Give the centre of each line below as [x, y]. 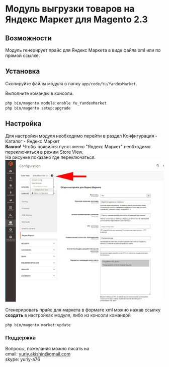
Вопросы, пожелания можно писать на [47, 349]
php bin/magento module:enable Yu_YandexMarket [56, 103]
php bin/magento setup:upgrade [38, 108]
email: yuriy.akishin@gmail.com [38, 354]
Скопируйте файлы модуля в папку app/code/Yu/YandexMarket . [71, 83]
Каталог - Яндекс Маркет [32, 141]
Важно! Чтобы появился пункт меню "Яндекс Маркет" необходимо [78, 146]
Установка [23, 71]
